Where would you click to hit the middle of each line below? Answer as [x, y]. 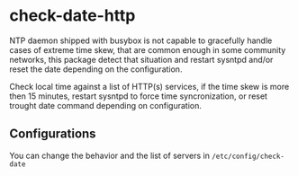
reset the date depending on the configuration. [96, 69]
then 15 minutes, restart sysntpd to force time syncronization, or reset [139, 96]
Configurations [53, 134]
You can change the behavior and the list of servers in [109, 155]
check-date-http [72, 16]
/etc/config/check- [248, 156]
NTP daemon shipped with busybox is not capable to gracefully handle [141, 40]
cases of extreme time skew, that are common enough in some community [148, 49]
